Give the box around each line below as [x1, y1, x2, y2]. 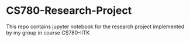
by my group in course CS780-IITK [6, 29, 90, 36]
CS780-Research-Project [6, 4, 132, 17]
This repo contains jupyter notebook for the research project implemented [6, 23, 185, 30]
